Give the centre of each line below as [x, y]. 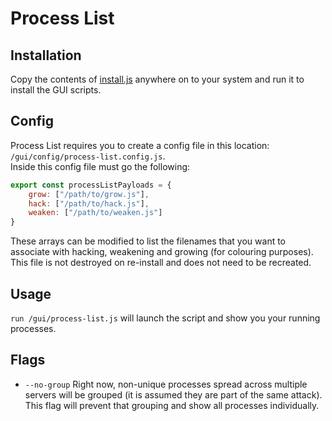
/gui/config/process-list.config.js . [88, 156]
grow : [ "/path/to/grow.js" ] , [89, 194]
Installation [46, 55]
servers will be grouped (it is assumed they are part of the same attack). [173, 394]
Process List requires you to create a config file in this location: [140, 145]
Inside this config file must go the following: [100, 166]
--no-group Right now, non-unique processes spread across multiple [166, 384]
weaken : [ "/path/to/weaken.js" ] [95, 213]
